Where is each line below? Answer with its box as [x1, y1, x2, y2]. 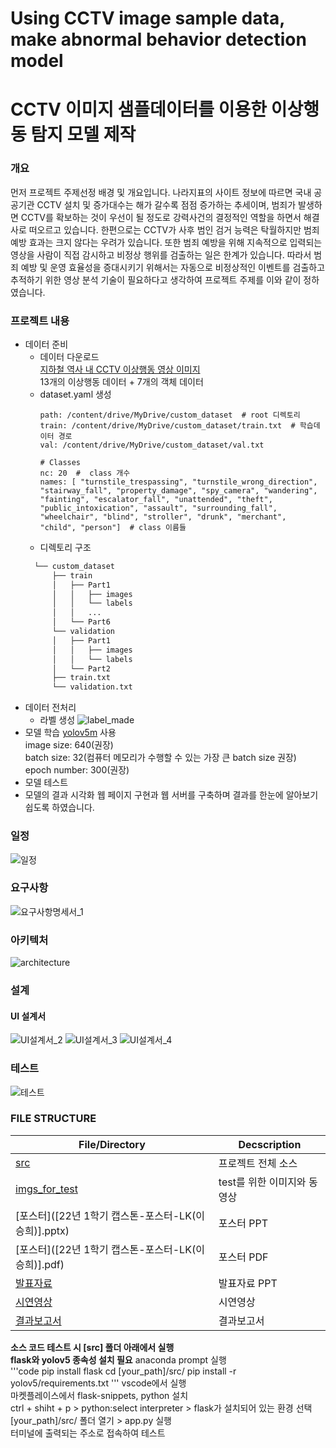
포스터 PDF [218, 1250, 269, 1264]
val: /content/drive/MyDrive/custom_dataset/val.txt [39, 440, 265, 450]
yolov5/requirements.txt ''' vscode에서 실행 [10, 1377, 187, 1389]
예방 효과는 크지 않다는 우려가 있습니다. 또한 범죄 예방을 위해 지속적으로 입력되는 [10, 236, 323, 248]
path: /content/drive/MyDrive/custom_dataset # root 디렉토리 [39, 410, 301, 420]
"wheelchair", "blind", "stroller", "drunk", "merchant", [39, 512, 287, 522]
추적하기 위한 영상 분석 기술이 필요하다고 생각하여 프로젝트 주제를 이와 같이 [10, 273, 302, 286]
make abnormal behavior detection [10, 28, 307, 51]
